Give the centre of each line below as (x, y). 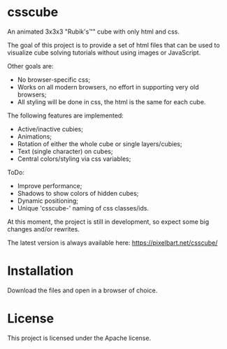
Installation (41, 271)
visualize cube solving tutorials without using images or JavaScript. (104, 52)
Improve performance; (50, 185)
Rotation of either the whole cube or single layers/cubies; (100, 143)
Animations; (35, 136)
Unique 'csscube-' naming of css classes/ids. (83, 208)
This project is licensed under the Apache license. (79, 338)
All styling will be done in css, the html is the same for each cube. (111, 101)
